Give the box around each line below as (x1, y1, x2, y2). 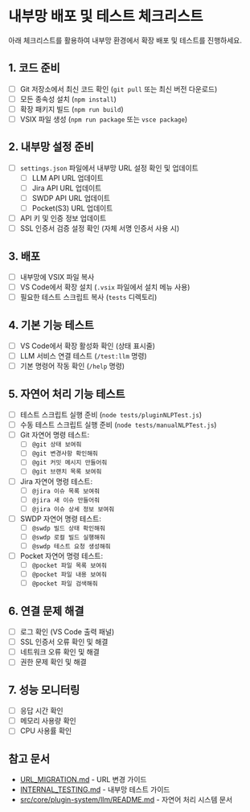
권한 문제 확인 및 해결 (19, 657, 87, 667)
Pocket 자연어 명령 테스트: (19, 552, 104, 560)
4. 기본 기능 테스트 (8, 318, 95, 332)
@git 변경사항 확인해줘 (31, 449, 99, 458)
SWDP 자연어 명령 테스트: (19, 514, 102, 523)
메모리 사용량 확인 (19, 716, 76, 726)
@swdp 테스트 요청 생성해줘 (31, 542, 111, 551)
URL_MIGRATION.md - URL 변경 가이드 (19, 775, 147, 785)
